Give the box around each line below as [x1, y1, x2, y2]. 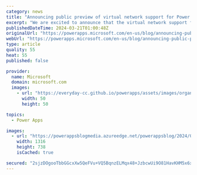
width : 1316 [16, 139, 46, 144]
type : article [6, 42, 41, 48]
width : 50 [21, 96, 46, 102]
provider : [6, 68, 30, 74]
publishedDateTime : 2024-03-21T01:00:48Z [6, 25, 109, 31]
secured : [6, 160, 28, 166]
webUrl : [6, 36, 25, 42]
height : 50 [21, 101, 49, 107]
